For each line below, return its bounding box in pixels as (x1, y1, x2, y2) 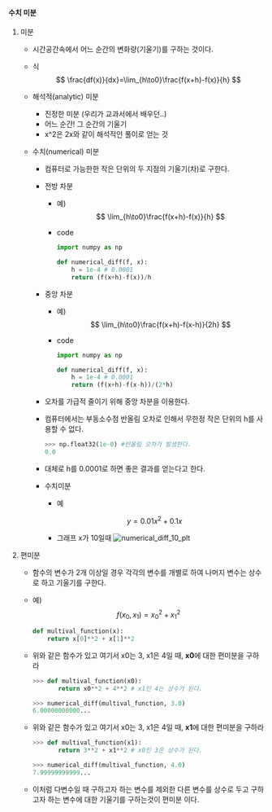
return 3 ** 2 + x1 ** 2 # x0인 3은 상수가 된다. (58, 746, 203, 755)
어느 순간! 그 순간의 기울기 (44, 119, 127, 129)
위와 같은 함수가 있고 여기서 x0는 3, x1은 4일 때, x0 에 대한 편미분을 (32, 650, 244, 660)
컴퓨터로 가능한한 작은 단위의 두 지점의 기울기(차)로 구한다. (44, 164, 230, 174)
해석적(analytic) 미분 (32, 92, 99, 102)
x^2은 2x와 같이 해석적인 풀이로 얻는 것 (44, 129, 169, 139)
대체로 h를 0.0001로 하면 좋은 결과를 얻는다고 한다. (44, 463, 205, 473)
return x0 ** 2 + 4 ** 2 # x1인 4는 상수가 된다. (58, 684, 203, 692)
